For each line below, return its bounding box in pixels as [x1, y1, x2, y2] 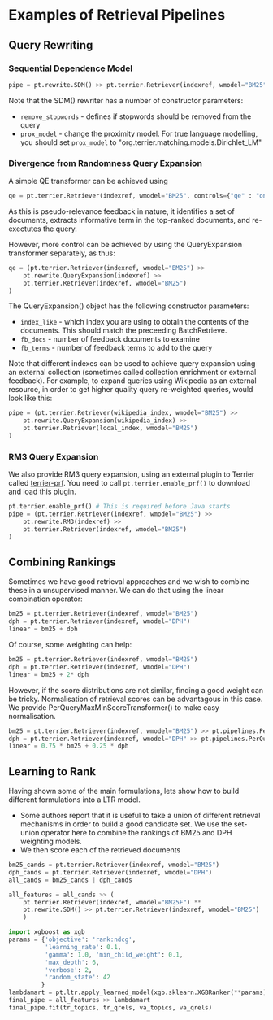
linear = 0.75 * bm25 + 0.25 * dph [8, 742, 129, 750]
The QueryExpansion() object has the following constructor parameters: [8, 301, 249, 311]
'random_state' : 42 [44, 974, 111, 982]
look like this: [8, 393, 53, 403]
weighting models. [19, 836, 83, 847]
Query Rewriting [8, 38, 93, 52]
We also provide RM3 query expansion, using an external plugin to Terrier [8, 469, 255, 479]
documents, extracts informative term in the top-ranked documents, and [8, 215, 250, 224]
